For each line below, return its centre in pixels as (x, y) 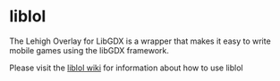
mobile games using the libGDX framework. (89, 50)
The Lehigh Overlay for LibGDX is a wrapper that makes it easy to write (140, 41)
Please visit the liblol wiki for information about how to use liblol (126, 68)
